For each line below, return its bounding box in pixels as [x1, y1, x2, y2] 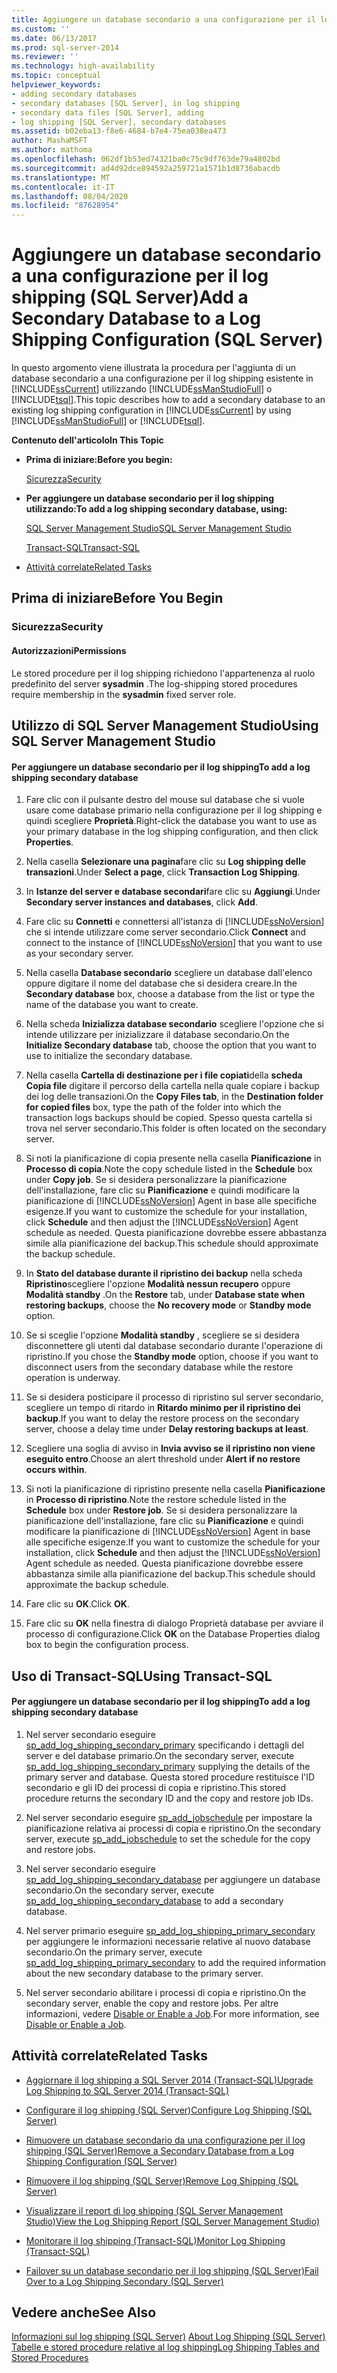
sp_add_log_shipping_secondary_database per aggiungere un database [25, 1873, 321, 1885]
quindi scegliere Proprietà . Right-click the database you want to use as [25, 815, 318, 827]
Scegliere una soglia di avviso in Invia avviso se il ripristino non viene [25, 1442, 316, 1455]
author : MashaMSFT [11, 136, 88, 146]
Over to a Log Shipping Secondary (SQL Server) [25, 2275, 224, 2287]
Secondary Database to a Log [11, 307, 261, 330]
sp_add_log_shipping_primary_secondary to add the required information [25, 1956, 327, 1968]
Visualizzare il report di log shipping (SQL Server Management [25, 2204, 284, 2216]
